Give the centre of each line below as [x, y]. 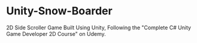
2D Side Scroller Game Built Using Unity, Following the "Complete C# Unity [99, 27]
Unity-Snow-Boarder [59, 11]
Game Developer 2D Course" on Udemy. [56, 33]
